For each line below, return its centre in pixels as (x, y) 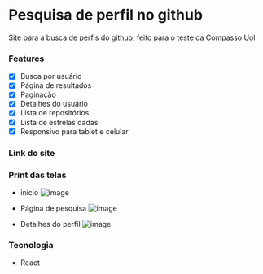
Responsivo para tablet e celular (74, 131)
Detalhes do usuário (54, 104)
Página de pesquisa (53, 208)
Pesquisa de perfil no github (106, 15)
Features (26, 59)
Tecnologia (31, 245)
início (29, 192)
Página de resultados (56, 85)
